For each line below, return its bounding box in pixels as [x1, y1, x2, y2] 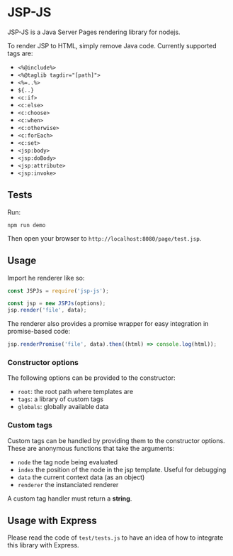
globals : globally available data [17, 403, 109, 411]
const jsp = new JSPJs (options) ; [7, 300, 106, 307]
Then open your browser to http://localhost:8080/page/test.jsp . [7, 234, 202, 242]
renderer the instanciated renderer [17, 480, 119, 489]
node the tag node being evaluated [17, 457, 118, 466]
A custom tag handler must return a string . [7, 494, 132, 503]
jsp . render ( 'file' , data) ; [7, 307, 87, 314]
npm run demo [7, 222, 46, 229]
